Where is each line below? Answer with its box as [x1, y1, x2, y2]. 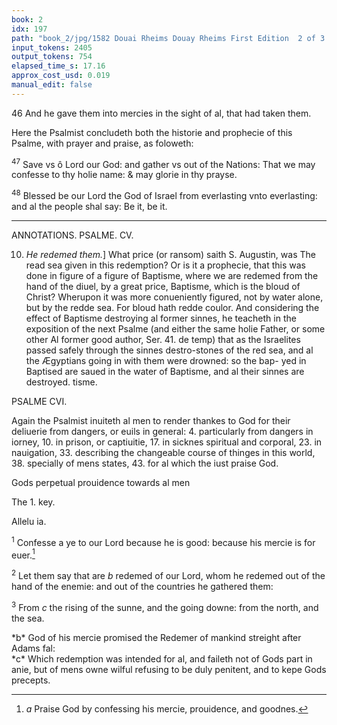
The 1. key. [11, 496, 56, 508]
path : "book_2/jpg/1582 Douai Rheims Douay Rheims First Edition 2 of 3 [11, 33, 326, 43]
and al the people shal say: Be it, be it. [11, 201, 168, 213]
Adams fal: [11, 642, 56, 654]
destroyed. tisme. [25, 376, 98, 388]
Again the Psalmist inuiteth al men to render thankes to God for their [11, 415, 291, 427]
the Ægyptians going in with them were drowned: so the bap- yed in [25, 355, 307, 367]
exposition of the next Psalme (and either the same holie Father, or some [25, 323, 326, 335]
